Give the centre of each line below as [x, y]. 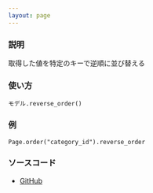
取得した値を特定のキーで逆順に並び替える [76, 63]
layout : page [29, 15]
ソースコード [32, 163]
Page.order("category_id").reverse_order [77, 142]
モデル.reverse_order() [45, 104]
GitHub [31, 180]
